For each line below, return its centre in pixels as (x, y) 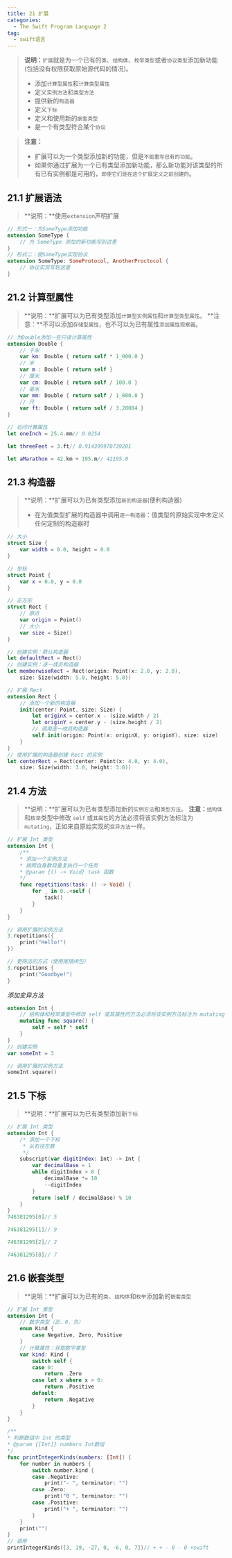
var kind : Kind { (45, 1355)
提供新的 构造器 (54, 101)
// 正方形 (20, 601)
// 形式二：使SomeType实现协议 (47, 255)
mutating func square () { (57, 1021)
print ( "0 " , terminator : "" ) (86, 1496)
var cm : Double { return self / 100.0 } (79, 383)
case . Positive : (55, 1502)
